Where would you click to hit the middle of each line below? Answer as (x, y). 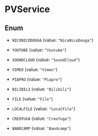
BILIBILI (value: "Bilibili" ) (41, 89)
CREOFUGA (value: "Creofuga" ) (41, 118)
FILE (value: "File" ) (32, 99)
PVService (27, 9)
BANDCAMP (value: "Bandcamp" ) (41, 128)
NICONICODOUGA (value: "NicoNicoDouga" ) (53, 40)
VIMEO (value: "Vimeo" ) (35, 70)
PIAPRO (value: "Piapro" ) (37, 79)
